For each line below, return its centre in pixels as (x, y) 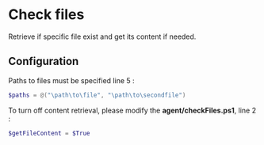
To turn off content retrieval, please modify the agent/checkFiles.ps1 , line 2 (132, 110)
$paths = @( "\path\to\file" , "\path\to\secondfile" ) (97, 95)
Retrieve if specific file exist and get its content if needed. (102, 36)
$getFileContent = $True (49, 133)
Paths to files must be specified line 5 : (71, 80)
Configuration (44, 61)
